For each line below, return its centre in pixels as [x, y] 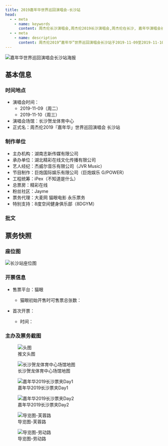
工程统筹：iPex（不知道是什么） [45, 178]
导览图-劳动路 [32, 438]
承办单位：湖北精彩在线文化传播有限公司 [54, 160]
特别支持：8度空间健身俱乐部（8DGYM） [55, 203]
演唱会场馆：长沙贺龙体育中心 [43, 121]
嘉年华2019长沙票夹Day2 [43, 404]
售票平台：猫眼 [28, 289]
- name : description [35, 38]
